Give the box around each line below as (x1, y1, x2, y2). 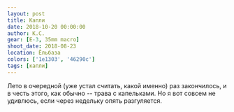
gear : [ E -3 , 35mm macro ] (7, 36, 80, 43)
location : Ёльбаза (7, 50, 61, 57)
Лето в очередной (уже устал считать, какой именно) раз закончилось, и (7, 81, 227, 90)
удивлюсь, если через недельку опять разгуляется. (7, 96, 163, 105)
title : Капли (7, 17, 45, 24)
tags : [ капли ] (7, 62, 49, 69)
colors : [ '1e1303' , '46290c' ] (7, 56, 96, 63)
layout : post (7, 10, 45, 17)
